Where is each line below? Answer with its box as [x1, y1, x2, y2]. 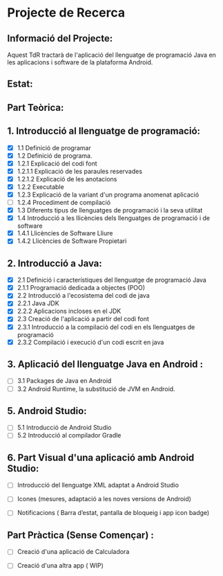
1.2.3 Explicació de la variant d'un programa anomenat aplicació [17, 190, 200, 199]
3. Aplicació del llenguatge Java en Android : [7, 359, 204, 370]
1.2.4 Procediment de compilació [17, 199, 111, 207]
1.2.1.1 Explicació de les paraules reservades [17, 167, 143, 175]
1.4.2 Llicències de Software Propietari [17, 237, 127, 245]
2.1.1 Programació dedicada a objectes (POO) [17, 284, 146, 292]
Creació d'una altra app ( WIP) [17, 561, 104, 570]
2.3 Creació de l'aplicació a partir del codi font [17, 315, 150, 323]
